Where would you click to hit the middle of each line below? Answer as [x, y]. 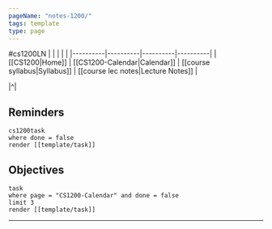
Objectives [36, 170]
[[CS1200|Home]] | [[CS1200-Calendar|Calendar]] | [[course [109, 62]
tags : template [34, 23]
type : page [27, 31]
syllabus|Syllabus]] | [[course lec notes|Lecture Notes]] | [103, 71]
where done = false [41, 138]
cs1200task [27, 131]
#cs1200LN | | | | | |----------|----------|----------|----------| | [113, 54]
